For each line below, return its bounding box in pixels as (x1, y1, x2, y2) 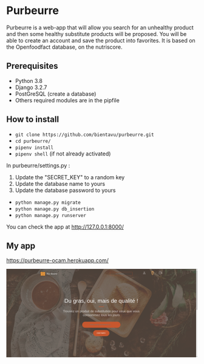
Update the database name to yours (15, 180, 105, 187)
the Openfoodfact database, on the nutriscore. (6, 43, 123, 51)
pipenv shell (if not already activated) (15, 150, 111, 157)
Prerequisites (6, 61, 58, 71)
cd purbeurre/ (15, 138, 51, 144)
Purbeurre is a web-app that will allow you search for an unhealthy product (6, 24, 194, 31)
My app (6, 240, 36, 251)
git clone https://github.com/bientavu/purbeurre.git (15, 132, 154, 138)
